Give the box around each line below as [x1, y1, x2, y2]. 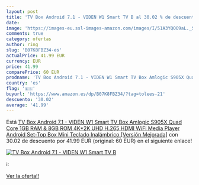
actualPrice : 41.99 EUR [6, 53, 65, 59]
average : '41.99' [6, 102, 49, 108]
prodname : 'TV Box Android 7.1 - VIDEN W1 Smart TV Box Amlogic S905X [6, 74, 184, 80]
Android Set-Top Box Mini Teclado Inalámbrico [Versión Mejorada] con [6, 131, 179, 138]
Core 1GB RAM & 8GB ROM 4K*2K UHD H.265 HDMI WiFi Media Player [6, 125, 180, 132]
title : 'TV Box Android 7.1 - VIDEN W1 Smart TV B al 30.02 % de [6, 14, 171, 20]
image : [6, 25, 23, 31]
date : [6, 20, 20, 25]
